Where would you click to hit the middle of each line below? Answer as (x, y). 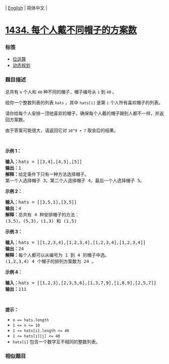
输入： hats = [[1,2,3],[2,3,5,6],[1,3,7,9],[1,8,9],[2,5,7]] (81, 283)
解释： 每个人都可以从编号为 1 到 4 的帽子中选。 (57, 255)
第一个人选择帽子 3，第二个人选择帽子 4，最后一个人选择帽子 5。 (75, 180)
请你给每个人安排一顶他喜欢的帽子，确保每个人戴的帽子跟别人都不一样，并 (82, 113)
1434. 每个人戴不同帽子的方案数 (71, 30)
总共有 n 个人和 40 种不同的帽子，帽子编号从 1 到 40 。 (61, 92)
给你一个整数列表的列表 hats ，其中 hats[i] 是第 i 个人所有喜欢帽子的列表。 (84, 102)
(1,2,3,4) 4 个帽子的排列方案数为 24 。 (51, 261)
